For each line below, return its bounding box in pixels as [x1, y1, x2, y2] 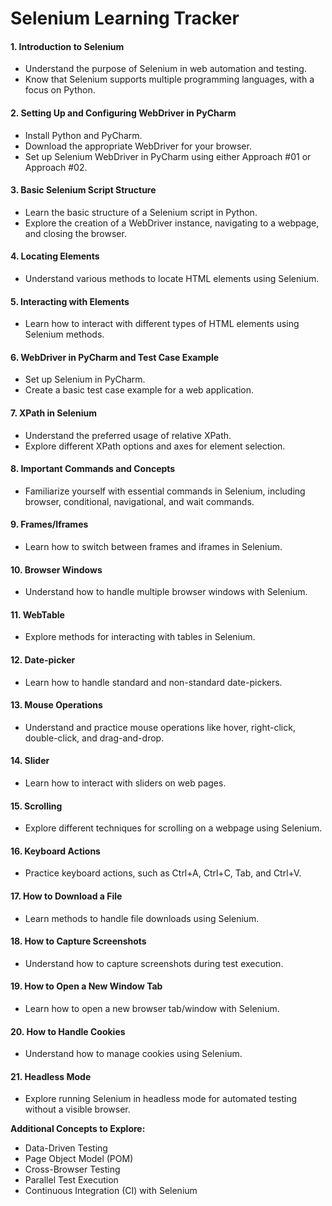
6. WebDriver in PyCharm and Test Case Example [10, 351, 220, 363]
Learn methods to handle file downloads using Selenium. [24, 912, 260, 924]
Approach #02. [24, 161, 88, 173]
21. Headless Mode [10, 1070, 92, 1082]
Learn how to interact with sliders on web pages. [24, 777, 227, 789]
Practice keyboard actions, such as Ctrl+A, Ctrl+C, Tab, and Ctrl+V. [24, 867, 302, 879]
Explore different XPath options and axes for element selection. [24, 440, 286, 452]
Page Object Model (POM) [24, 1153, 134, 1165]
